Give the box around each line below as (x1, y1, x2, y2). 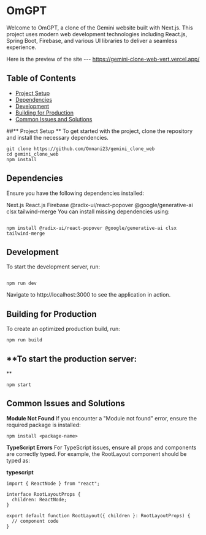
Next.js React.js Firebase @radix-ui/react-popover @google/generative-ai (6, 201, 193, 208)
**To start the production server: (6, 354, 137, 364)
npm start (6, 382, 32, 388)
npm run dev (6, 280, 37, 287)
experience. (6, 44, 37, 51)
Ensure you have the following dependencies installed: (6, 189, 144, 197)
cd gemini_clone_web (6, 151, 59, 157)
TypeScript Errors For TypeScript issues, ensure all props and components (6, 444, 197, 451)
